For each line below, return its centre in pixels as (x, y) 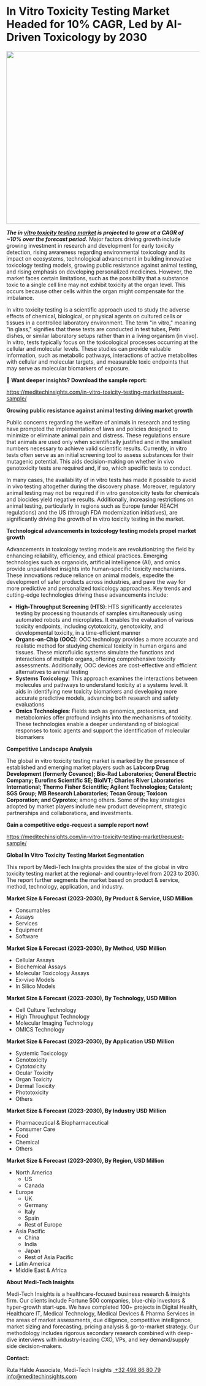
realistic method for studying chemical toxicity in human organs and (101, 646)
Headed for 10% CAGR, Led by (85, 24)
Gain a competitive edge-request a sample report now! (78, 825)
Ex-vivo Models (35, 979)
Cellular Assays (35, 960)
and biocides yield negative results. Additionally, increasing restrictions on (100, 499)
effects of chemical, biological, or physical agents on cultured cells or (94, 316)
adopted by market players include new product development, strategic (97, 806)
